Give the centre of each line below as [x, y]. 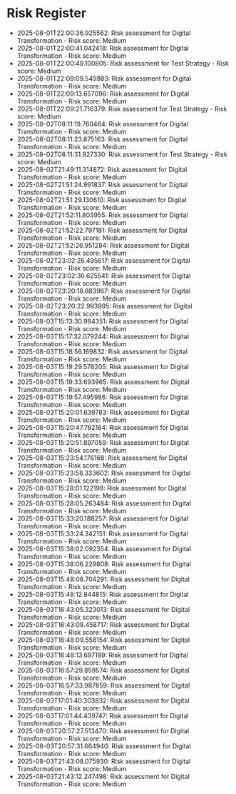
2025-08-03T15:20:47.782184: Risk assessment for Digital [103, 427]
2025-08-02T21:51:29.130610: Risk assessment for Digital [102, 200]
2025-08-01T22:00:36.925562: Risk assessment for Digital [104, 33]
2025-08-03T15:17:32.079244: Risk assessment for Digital [103, 336]
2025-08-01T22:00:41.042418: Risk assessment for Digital [103, 48]
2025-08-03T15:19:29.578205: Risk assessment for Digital [103, 366]
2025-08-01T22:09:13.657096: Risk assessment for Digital [103, 94]
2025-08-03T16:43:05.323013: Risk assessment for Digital [103, 609]
